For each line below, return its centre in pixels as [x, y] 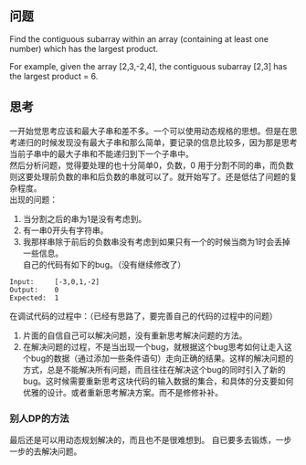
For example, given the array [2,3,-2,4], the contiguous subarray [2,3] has [148, 66]
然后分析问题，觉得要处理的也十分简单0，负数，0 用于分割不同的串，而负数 [152, 165]
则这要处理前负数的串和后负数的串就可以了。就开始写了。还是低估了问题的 [149, 176]
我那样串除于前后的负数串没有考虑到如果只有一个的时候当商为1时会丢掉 [156, 241]
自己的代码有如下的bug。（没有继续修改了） [104, 264]
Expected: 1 [34, 298]
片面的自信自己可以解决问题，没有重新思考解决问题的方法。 [135, 335]
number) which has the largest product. [84, 48]
